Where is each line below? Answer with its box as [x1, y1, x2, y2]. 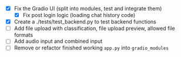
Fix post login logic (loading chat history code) [22, 12, 136, 19]
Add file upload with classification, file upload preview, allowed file [14, 25, 176, 32]
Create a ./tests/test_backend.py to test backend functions [14, 18, 156, 25]
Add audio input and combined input [14, 38, 103, 45]
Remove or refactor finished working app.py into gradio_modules [14, 44, 169, 52]
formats [14, 32, 33, 39]
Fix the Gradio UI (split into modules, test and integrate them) [14, 5, 162, 12]
